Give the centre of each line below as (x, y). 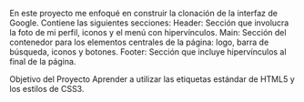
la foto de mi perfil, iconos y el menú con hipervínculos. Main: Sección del (148, 32)
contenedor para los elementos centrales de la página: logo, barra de (139, 42)
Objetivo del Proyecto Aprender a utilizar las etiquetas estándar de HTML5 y (152, 79)
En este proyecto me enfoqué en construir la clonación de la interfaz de (143, 13)
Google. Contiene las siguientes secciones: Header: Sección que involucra (149, 23)
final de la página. (43, 61)
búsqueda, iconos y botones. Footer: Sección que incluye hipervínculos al (148, 52)
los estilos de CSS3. (47, 89)
